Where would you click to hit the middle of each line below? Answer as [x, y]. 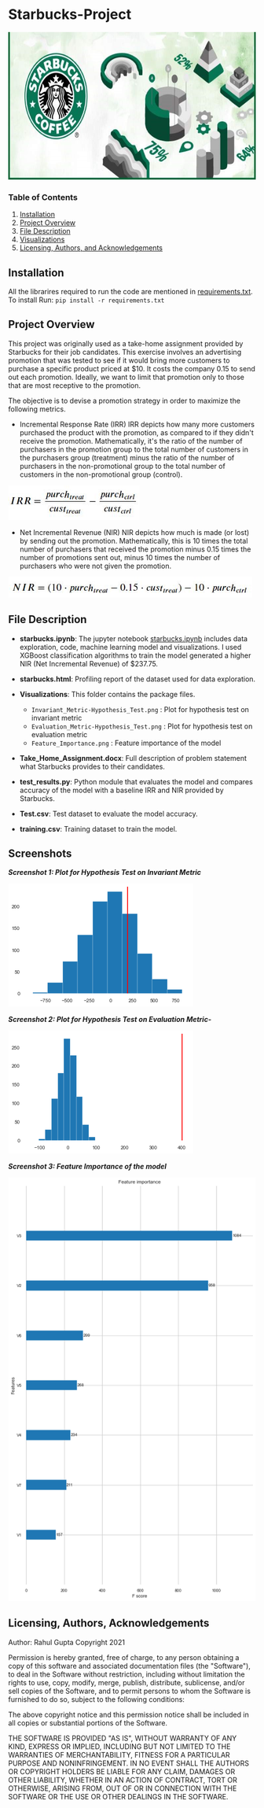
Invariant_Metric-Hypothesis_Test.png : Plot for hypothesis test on [140, 709]
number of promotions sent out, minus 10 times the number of [120, 557]
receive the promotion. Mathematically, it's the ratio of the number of [131, 441]
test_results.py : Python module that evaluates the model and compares [136, 781]
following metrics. [37, 409]
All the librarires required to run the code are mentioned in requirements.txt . [130, 292]
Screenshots [40, 854]
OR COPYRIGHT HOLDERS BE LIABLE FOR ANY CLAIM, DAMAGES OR [122, 1771]
